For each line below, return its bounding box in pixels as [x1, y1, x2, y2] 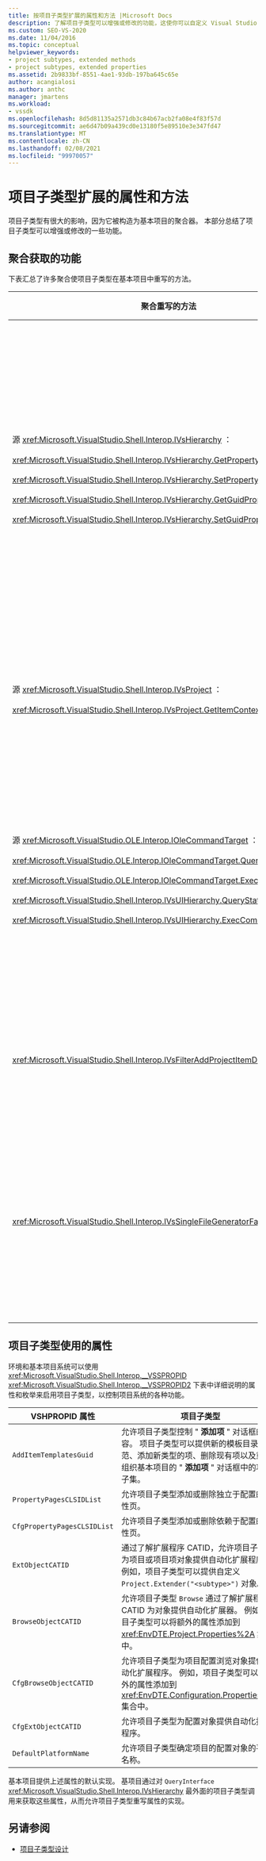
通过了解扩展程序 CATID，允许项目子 [121, 1542, 259, 1553]
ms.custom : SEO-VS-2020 [8, 26, 87, 34]
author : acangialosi [8, 78, 77, 86]
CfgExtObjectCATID [12, 1722, 82, 1731]
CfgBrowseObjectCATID [12, 1679, 93, 1687]
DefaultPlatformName [12, 1748, 89, 1758]
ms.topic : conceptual [8, 41, 80, 49]
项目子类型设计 [19, 1844, 69, 1853]
